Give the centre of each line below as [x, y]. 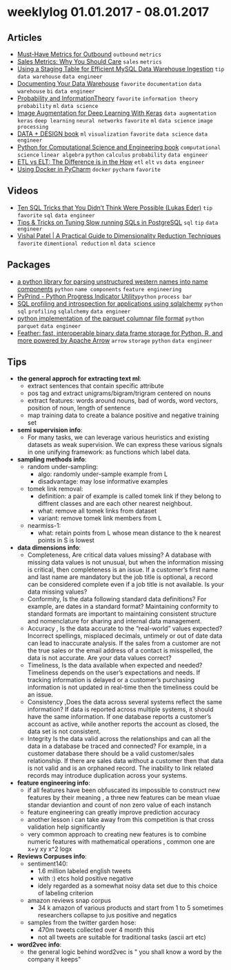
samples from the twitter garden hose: [82, 923]
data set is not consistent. [64, 731]
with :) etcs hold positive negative [86, 879]
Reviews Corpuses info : [52, 857]
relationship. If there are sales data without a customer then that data [125, 761]
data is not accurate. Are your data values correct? [100, 658]
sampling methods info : [52, 459]
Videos [23, 191]
